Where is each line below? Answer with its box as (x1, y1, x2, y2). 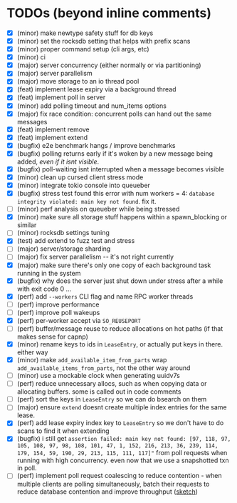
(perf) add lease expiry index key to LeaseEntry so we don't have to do (16, 419, 224, 427)
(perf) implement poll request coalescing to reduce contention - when (16, 472, 222, 480)
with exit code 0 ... (16, 284, 72, 293)
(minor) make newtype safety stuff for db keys (16, 29, 154, 37)
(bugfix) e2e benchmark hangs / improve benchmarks (16, 141, 176, 149)
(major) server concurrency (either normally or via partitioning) (16, 61, 201, 69)
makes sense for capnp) (16, 332, 88, 341)
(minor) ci (16, 53, 46, 61)
